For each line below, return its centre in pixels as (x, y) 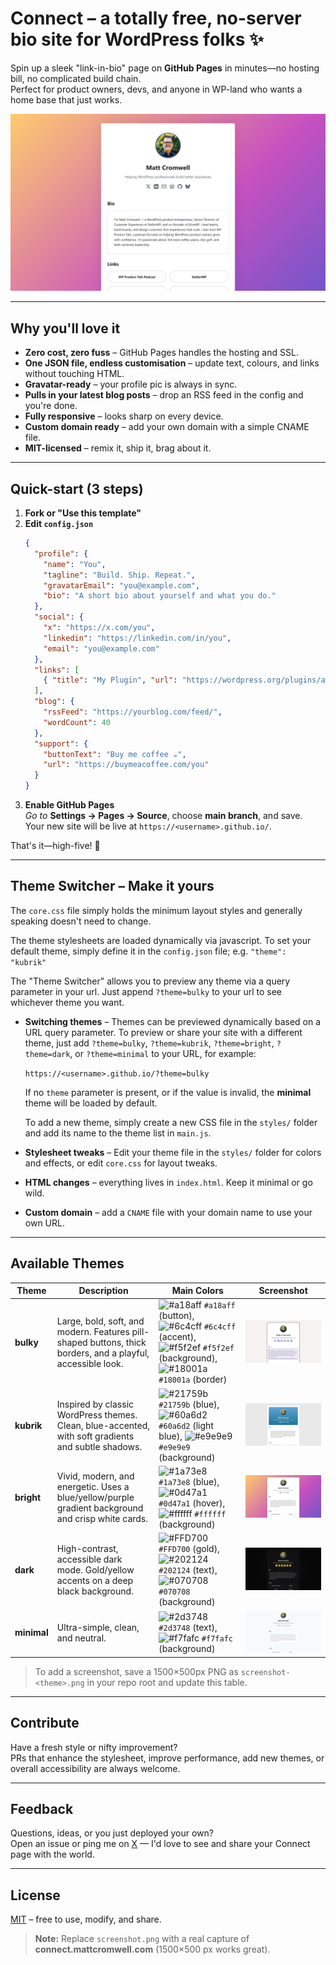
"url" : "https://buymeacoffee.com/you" (126, 765)
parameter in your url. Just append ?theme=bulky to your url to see (146, 991)
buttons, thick (118, 1342)
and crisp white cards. (102, 1519)
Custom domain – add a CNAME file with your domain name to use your (168, 1212)
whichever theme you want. (67, 1002)
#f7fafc (217, 1638)
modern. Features (93, 1331)
